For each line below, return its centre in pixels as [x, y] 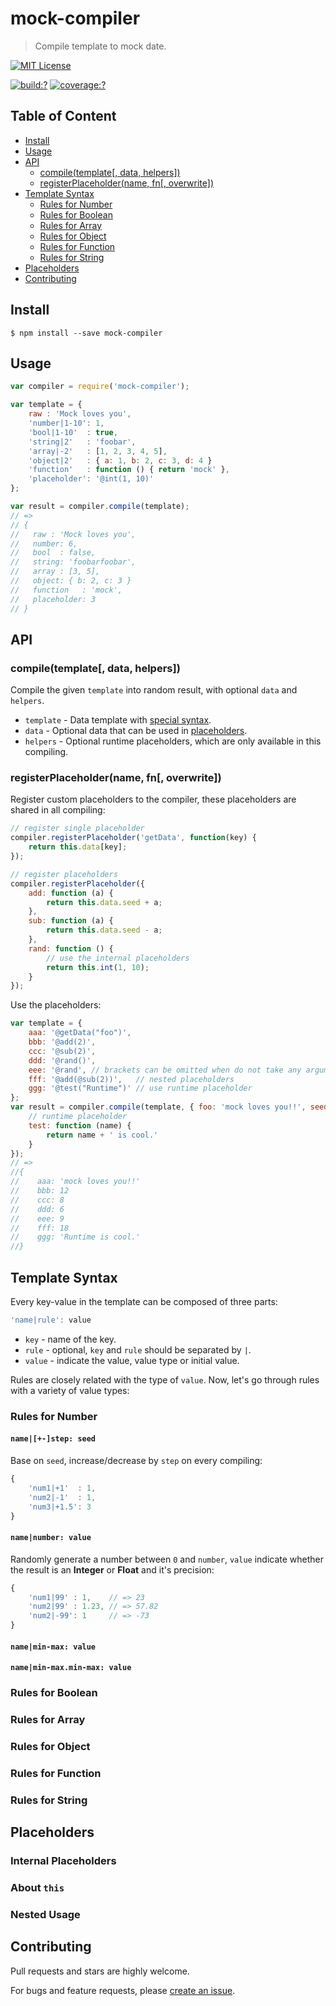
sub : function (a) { [71, 921]
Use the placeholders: [56, 1005]
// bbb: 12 [40, 1191]
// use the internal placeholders [118, 958]
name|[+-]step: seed [53, 1439]
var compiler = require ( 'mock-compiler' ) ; [100, 387]
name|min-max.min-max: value [71, 1668]
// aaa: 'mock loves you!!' [75, 1182]
